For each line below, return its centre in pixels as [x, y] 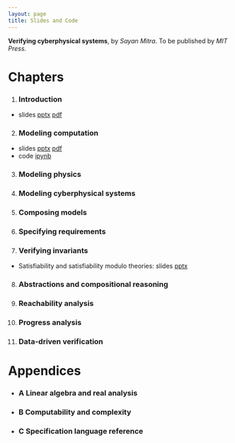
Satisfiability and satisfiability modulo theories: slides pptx [103, 266]
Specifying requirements [62, 231]
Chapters [36, 77]
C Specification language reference [81, 431]
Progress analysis [50, 322]
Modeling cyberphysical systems [77, 194]
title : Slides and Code [43, 21]
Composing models [52, 212]
